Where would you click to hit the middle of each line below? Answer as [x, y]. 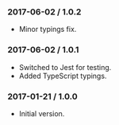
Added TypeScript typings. [63, 76]
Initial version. [42, 113]
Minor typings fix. [48, 29]
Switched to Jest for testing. [65, 67]
